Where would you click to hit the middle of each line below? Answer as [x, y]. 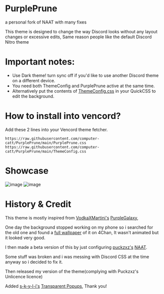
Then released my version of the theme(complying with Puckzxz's [72, 271]
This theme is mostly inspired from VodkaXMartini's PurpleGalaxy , [72, 218]
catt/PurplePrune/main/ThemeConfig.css [46, 151]
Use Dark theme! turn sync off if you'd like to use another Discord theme [85, 75]
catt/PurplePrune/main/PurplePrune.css [46, 143]
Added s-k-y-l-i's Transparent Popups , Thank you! [56, 286]
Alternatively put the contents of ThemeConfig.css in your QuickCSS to [84, 91]
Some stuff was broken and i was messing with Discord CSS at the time [77, 257]
